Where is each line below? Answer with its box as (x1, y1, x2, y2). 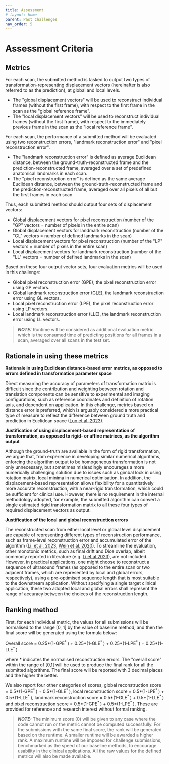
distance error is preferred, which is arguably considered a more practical (5, 407, 159, 413)
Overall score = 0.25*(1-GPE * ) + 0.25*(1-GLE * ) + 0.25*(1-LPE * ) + (5, 639, 145, 646)
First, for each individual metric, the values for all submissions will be (5, 619, 149, 625)
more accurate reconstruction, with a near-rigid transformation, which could (5, 485, 163, 492)
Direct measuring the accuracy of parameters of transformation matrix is (5, 380, 156, 387)
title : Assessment (5, 7, 44, 13)
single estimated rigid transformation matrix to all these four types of (5, 502, 148, 508)
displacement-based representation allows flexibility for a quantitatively (5, 480, 154, 486)
